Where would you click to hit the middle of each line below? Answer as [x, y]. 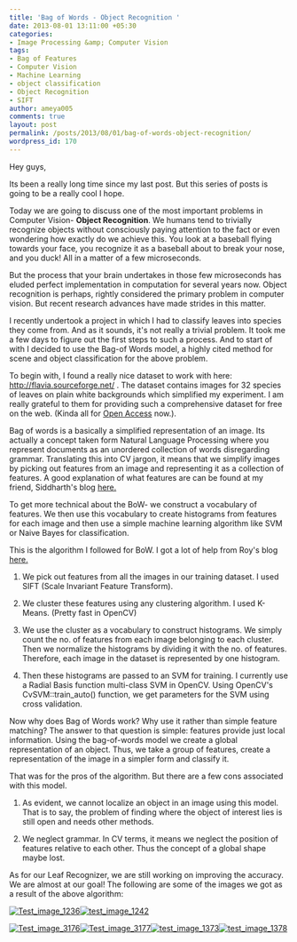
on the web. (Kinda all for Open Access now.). [93, 413]
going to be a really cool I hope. [67, 193]
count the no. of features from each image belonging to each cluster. [148, 639]
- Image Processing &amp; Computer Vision [89, 42]
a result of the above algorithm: [66, 893]
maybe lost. [43, 858]
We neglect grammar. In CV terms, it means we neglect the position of [150, 838]
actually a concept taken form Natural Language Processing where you [139, 440]
